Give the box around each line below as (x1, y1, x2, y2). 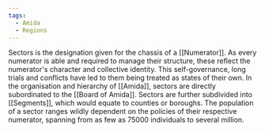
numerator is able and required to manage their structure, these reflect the (8, 56, 251, 66)
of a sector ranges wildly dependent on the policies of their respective (8, 107, 237, 116)
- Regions (15, 26, 47, 34)
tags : (8, 11, 26, 20)
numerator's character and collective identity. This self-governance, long (8, 65, 247, 74)
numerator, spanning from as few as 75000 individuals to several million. (8, 115, 244, 125)
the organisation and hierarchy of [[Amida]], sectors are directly (8, 81, 216, 91)
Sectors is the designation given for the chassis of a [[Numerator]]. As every (8, 48, 257, 58)
